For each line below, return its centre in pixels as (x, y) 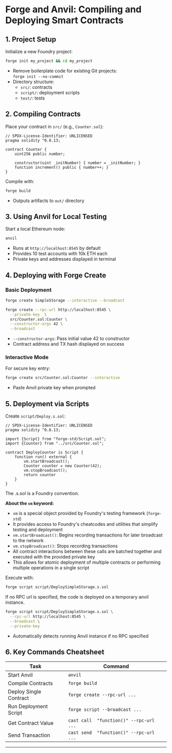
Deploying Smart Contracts (64, 20)
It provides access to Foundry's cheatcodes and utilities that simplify (85, 524)
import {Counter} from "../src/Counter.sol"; (55, 444)
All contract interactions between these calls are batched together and (87, 551)
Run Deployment (28, 706)
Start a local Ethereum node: (35, 229)
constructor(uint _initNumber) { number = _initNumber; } (78, 163)
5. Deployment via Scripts (47, 404)
